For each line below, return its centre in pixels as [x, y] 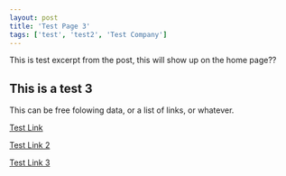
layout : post [34, 18]
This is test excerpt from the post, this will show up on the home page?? [143, 60]
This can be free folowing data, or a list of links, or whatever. [122, 110]
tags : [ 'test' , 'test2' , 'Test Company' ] [88, 34]
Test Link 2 [30, 145]
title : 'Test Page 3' [50, 26]
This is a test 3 [51, 88]
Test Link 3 [30, 162]
